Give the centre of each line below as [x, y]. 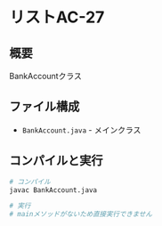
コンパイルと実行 [56, 161]
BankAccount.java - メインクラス [81, 130]
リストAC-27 [57, 17]
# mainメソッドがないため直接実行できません [81, 214]
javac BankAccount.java [53, 190]
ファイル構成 [45, 107]
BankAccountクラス [45, 76]
